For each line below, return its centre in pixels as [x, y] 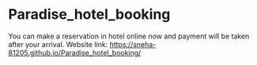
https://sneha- [133, 44]
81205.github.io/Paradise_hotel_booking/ [75, 52]
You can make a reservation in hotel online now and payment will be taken [129, 36]
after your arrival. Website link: [58, 44]
